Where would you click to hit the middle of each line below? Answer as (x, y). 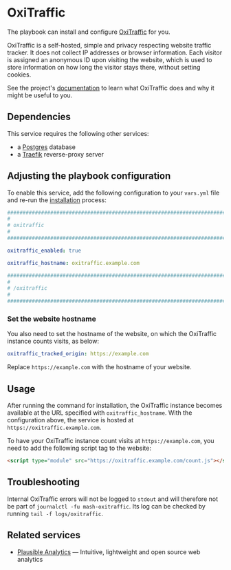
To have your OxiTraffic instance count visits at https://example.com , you (111, 441)
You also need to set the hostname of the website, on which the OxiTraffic (112, 334)
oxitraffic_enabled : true (44, 250)
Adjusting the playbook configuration (89, 176)
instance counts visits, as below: (53, 341)
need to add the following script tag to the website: (79, 448)
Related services (44, 535)
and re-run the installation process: (57, 200)
